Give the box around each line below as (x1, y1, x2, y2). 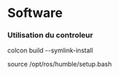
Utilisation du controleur (7, 30, 93, 40)
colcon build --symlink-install (7, 46, 93, 54)
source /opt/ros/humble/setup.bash (7, 60, 112, 69)
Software (7, 5, 63, 21)
